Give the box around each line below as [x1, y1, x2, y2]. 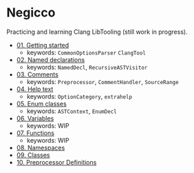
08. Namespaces [16, 143, 65, 152]
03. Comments [16, 70, 59, 79]
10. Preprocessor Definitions [16, 158, 97, 166]
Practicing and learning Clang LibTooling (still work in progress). [6, 28, 188, 36]
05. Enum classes [16, 99, 67, 108]
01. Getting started [16, 41, 69, 49]
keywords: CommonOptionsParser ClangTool [26, 48, 146, 57]
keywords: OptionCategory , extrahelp [26, 92, 132, 101]
